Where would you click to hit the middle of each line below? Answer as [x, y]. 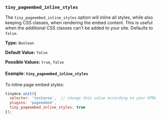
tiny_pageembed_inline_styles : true [47, 108]
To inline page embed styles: [35, 84]
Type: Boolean [20, 43]
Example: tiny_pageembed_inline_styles [47, 73]
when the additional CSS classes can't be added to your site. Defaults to [79, 28]
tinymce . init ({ [21, 94]
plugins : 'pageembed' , [33, 103]
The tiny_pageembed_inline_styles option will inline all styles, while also [79, 17]
